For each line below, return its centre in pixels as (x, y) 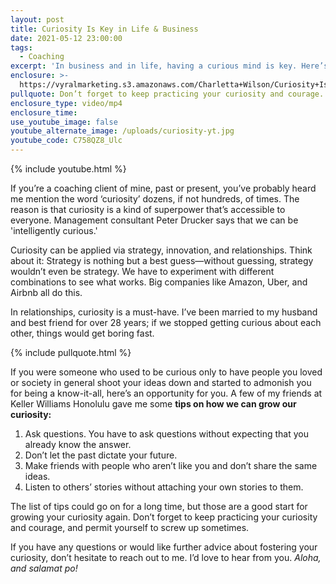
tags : (21, 47)
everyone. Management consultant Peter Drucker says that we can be (154, 220)
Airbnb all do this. (46, 292)
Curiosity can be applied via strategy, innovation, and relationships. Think (161, 250)
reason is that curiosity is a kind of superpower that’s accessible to (148, 209)
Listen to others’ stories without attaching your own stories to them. (164, 487)
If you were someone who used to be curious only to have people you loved (166, 372)
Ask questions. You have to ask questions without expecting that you (166, 434)
